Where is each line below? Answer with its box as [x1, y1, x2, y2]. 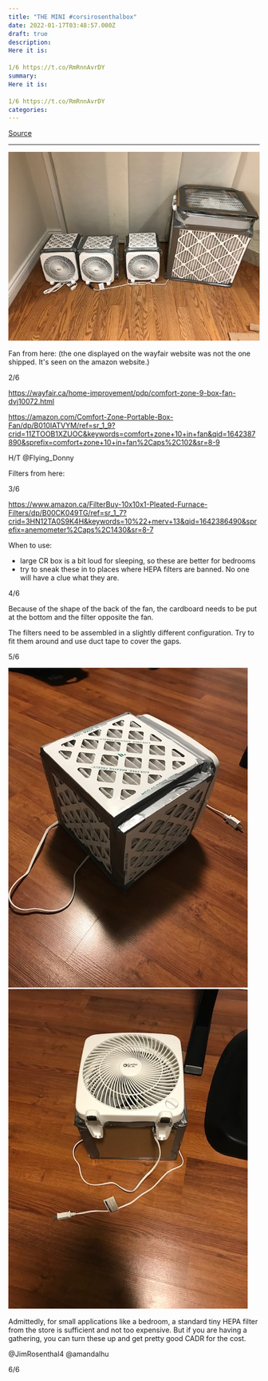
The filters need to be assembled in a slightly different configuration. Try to [8, 628, 255, 638]
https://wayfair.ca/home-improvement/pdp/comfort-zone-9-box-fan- [8, 388, 237, 398]
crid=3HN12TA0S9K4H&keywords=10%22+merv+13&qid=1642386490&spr [8, 516, 258, 527]
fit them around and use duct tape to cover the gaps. [8, 636, 182, 647]
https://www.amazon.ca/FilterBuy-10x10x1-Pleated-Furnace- [8, 499, 208, 509]
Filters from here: [8, 468, 65, 479]
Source [8, 129, 32, 138]
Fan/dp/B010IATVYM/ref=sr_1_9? [8, 420, 116, 431]
